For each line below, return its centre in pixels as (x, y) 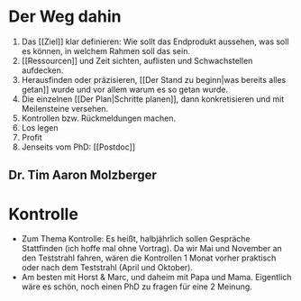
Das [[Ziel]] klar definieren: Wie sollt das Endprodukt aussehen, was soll (155, 41)
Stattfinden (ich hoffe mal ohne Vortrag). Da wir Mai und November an (152, 249)
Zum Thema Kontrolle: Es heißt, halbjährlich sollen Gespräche (136, 239)
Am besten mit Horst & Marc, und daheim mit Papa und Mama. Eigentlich (156, 278)
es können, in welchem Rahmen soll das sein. (106, 50)
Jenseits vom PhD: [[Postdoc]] (78, 147)
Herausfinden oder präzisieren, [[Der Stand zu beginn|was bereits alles (154, 79)
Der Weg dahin (65, 17)
